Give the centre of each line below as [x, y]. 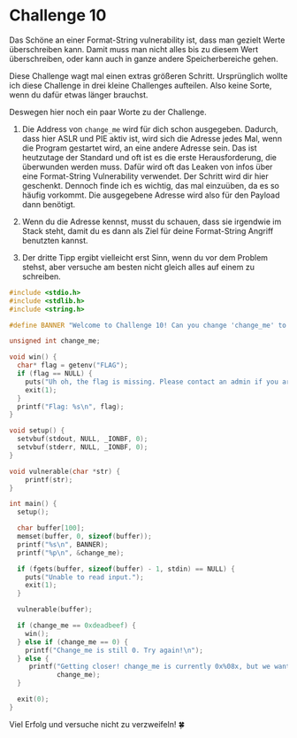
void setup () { [37, 431]
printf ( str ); [49, 479]
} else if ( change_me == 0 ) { [72, 642]
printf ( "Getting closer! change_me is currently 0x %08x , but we [150, 667]
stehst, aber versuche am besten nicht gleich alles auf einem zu [138, 267]
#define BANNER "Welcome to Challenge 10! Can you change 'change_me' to [148, 325]
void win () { [33, 357]
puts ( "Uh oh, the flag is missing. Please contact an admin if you [152, 382]
